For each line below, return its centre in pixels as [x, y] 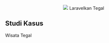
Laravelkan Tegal [87, 8]
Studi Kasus [24, 24]
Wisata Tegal [18, 35]
